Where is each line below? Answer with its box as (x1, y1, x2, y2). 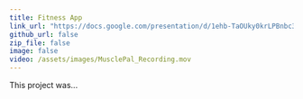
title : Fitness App (9, 13, 83, 22)
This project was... (9, 80, 78, 90)
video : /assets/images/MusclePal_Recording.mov (9, 55, 192, 64)
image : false (9, 47, 59, 56)
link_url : (9, 22, 47, 31)
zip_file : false (9, 38, 70, 48)
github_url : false (9, 30, 78, 39)
